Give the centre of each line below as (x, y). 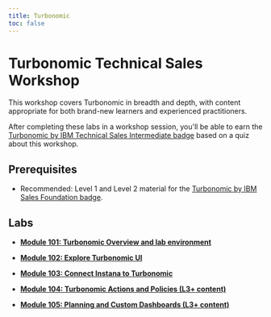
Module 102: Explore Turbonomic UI (81, 258)
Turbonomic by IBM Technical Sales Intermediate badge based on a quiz (129, 136)
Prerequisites (43, 169)
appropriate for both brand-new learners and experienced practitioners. (128, 111)
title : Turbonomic (39, 16)
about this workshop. (44, 144)
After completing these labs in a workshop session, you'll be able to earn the (135, 127)
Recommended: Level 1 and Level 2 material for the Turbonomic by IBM (138, 189)
